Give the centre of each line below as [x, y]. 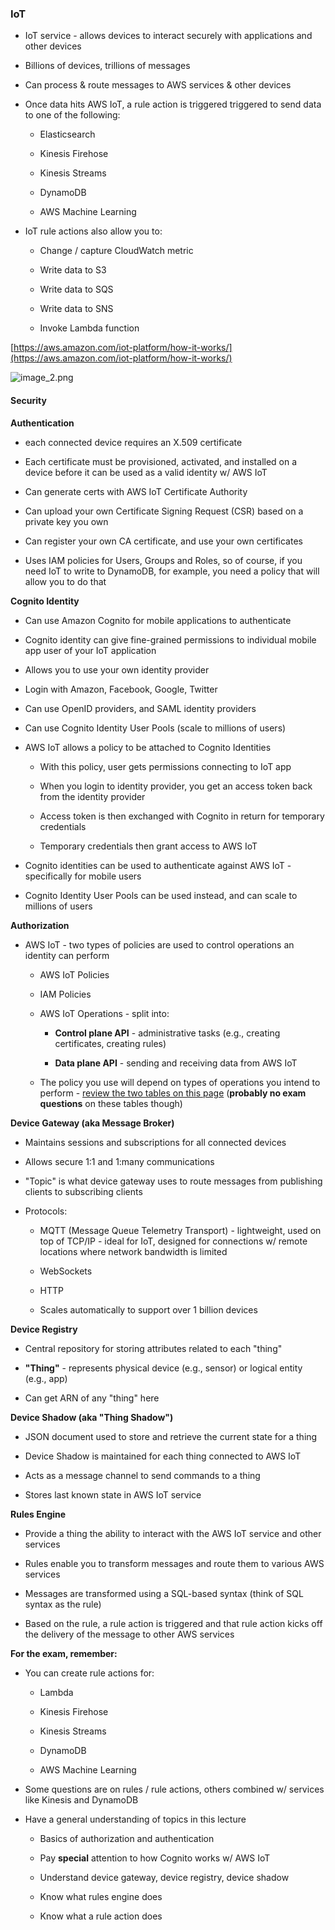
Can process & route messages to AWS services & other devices [158, 85]
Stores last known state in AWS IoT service [113, 1494]
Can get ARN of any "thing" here [92, 1398]
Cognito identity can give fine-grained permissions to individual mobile [170, 639]
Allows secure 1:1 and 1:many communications [119, 1161]
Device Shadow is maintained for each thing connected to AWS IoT [163, 1456]
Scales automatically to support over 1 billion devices [148, 1309]
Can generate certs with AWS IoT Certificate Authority [136, 491]
